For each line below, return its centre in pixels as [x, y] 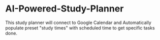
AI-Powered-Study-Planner [65, 9]
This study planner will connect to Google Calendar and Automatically [78, 22]
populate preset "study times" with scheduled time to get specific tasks [80, 27]
